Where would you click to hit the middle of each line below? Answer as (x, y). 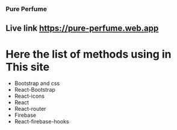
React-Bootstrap (35, 90)
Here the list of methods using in (88, 54)
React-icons (29, 96)
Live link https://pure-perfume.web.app (82, 28)
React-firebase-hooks (42, 122)
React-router (30, 109)
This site (27, 67)
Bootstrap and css (37, 83)
